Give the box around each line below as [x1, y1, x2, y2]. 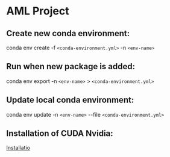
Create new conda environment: [6, 28, 130, 38]
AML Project [6, 4, 69, 18]
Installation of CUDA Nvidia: [6, 128, 113, 139]
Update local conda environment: [6, 95, 134, 105]
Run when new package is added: [6, 61, 136, 72]
